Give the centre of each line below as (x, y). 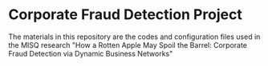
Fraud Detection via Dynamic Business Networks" (91, 53)
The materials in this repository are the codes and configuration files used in (134, 37)
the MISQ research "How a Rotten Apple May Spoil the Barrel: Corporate (128, 45)
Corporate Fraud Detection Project (125, 15)
